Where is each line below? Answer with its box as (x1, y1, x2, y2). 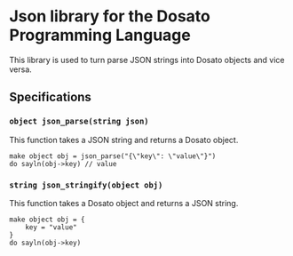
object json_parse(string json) (9, 116, 149, 126)
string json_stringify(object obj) (9, 180, 163, 190)
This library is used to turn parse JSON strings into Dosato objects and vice (9, 54, 285, 65)
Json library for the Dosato (9, 6, 211, 27)
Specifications (9, 90, 91, 105)
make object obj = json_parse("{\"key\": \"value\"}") (9, 151, 217, 161)
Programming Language (9, 25, 191, 45)
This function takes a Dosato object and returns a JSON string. (9, 197, 239, 208)
